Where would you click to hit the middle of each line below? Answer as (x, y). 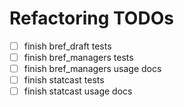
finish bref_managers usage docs (92, 69)
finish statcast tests (64, 80)
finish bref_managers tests (78, 57)
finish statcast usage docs (78, 91)
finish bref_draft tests (67, 46)
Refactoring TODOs (91, 18)
